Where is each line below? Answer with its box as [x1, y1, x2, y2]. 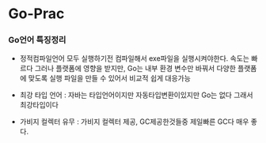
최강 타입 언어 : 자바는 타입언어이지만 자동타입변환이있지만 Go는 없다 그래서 [19, 90, 253, 100]
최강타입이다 [19, 100, 59, 110]
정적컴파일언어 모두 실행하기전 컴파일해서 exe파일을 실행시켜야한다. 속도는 [19, 54, 249, 63]
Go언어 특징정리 [8, 35, 66, 46]
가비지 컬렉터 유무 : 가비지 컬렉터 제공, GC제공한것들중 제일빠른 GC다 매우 [19, 117, 249, 126]
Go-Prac [8, 5, 65, 23]
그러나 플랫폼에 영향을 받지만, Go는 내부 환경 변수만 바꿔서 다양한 [34, 64, 236, 73]
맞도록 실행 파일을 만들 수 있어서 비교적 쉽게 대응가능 [28, 73, 192, 83]
